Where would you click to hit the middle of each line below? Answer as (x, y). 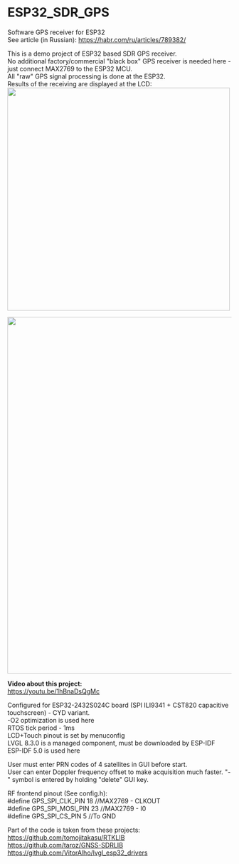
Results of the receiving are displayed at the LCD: (80, 83)
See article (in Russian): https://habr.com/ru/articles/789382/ (97, 39)
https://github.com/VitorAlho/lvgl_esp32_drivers (78, 853)
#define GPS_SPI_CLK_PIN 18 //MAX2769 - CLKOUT (84, 801)
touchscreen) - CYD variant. (49, 712)
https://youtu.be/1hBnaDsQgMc (54, 691)
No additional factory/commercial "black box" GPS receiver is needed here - (119, 61)
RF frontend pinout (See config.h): (58, 793)
